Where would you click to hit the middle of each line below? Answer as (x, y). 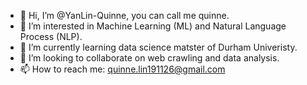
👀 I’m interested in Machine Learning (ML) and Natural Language (153, 26)
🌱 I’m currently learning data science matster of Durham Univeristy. (158, 47)
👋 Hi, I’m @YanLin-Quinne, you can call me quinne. (124, 15)
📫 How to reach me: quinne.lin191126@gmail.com (122, 69)
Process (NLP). (51, 36)
